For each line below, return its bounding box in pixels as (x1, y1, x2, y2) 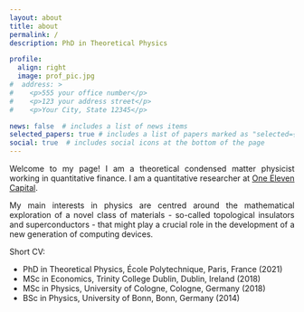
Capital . (9, 183, 38, 193)
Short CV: (9, 246, 45, 257)
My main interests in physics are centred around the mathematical (9, 200, 295, 211)
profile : (9, 55, 43, 64)
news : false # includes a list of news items (9, 121, 188, 131)
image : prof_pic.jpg (17, 71, 95, 81)
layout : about (9, 13, 63, 23)
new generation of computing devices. (9, 229, 154, 240)
